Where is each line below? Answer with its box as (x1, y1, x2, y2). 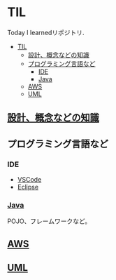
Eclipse (17, 183, 39, 192)
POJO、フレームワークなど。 (7, 217, 92, 225)
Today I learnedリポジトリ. (7, 28, 85, 36)
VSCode (17, 175, 42, 184)
